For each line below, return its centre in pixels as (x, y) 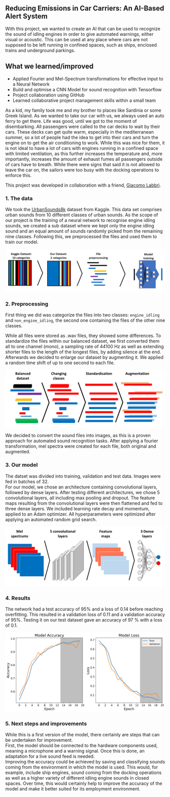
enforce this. (19, 175)
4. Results (18, 598)
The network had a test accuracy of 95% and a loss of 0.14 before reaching (84, 609)
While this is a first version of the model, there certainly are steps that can (82, 735)
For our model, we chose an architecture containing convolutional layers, (81, 487)
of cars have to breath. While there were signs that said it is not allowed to (83, 164)
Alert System (26, 17)
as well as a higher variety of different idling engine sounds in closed (77, 778)
